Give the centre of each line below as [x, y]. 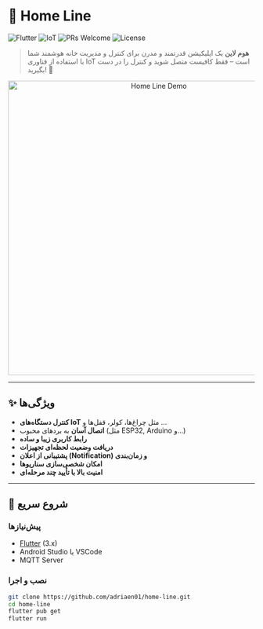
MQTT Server [41, 560]
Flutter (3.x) [38, 543]
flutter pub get [34, 612]
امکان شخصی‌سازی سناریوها [61, 463]
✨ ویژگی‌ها [31, 403]
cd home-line [29, 604]
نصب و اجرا [27, 580]
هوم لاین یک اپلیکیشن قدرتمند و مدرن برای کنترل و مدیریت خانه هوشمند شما [138, 53]
